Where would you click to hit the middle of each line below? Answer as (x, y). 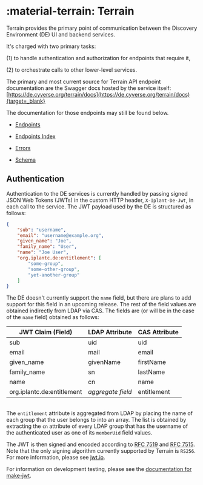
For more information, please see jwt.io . (56, 458)
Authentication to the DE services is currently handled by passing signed (97, 193)
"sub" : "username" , (42, 230)
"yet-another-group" (54, 275)
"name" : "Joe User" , (43, 253)
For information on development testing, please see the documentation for (99, 469)
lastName (151, 372)
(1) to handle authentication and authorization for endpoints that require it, (98, 58)
